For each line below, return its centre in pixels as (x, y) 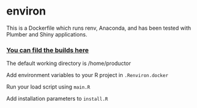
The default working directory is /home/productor (69, 63)
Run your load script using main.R (48, 87)
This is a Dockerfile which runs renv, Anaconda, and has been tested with (99, 28)
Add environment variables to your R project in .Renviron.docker (88, 75)
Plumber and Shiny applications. (47, 34)
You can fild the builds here (48, 50)
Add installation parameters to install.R (57, 99)
